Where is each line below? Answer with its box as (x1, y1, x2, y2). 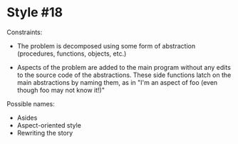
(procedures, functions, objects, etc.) (16, 49, 127, 58)
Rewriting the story (16, 128, 73, 137)
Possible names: (6, 99, 55, 108)
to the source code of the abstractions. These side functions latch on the (16, 71, 232, 79)
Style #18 (6, 4, 63, 21)
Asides (16, 113, 38, 122)
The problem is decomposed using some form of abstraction (16, 41, 196, 50)
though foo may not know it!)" (16, 86, 105, 94)
